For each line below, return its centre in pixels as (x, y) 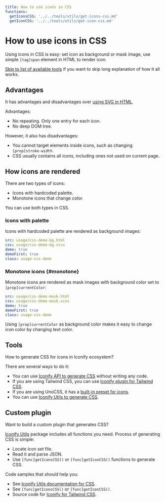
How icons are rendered (43, 171)
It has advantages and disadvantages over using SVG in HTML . (69, 102)
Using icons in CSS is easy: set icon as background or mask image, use (78, 54)
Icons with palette (27, 220)
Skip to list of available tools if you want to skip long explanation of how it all (82, 69)
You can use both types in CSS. (37, 208)
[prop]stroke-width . (33, 151)
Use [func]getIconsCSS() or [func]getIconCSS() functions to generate (84, 460)
